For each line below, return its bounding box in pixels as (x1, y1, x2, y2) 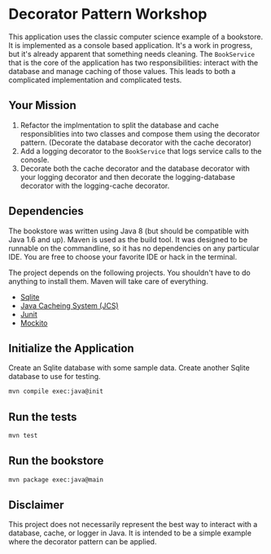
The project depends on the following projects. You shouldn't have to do (8, 268, 251, 277)
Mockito (20, 318, 48, 328)
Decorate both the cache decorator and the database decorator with (20, 164, 251, 173)
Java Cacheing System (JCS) (20, 300, 120, 310)
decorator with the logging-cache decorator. (20, 181, 170, 190)
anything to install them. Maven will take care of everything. (8, 276, 209, 286)
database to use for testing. (8, 372, 101, 382)
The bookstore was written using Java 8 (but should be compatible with (8, 225, 250, 236)
